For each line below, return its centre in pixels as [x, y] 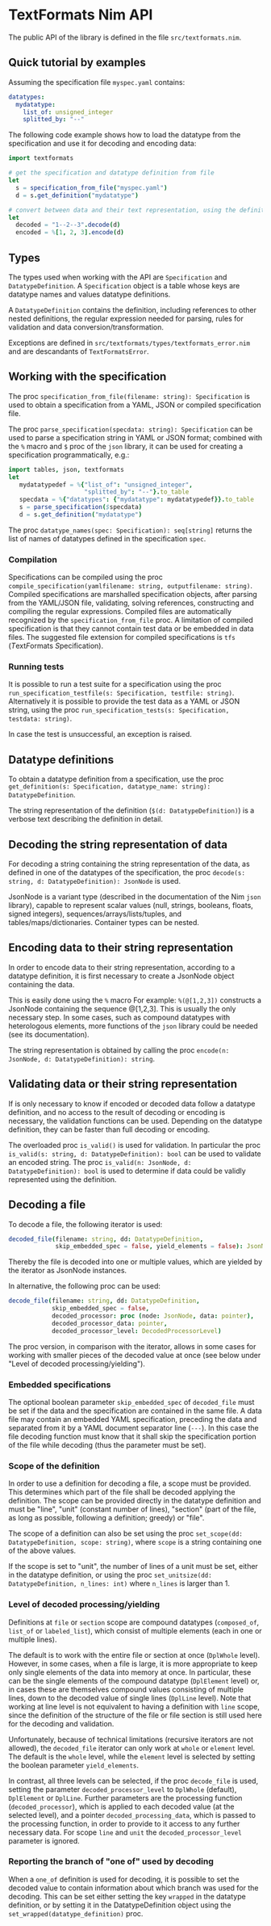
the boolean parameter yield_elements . [74, 1765]
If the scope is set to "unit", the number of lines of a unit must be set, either [133, 1566]
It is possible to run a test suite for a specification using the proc [115, 684]
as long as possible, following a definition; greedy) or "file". [106, 1518]
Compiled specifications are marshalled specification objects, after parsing [133, 595]
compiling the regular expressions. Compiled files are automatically [120, 612]
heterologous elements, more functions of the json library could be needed [133, 1026]
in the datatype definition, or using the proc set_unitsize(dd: [110, 1575]
